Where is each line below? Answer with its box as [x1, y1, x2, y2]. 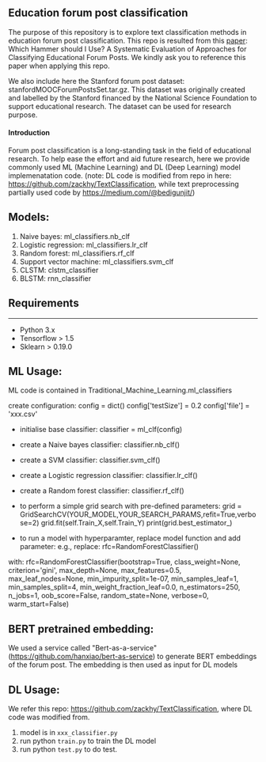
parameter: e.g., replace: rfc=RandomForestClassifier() [19, 542, 199, 552]
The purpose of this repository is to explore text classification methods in [8, 27, 247, 36]
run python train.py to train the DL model [19, 736, 157, 746]
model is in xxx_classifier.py [19, 728, 118, 737]
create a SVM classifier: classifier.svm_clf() [19, 455, 161, 465]
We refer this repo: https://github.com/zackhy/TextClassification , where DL [8, 704, 253, 714]
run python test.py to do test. [19, 745, 117, 754]
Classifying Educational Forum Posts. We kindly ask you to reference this [8, 52, 246, 62]
